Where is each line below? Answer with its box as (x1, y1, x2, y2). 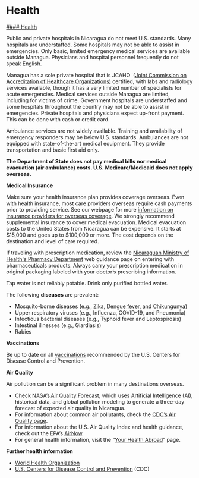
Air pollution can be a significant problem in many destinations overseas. (6, 380, 184, 387)
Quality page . (14, 417, 48, 424)
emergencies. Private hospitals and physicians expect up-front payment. (6, 109, 184, 117)
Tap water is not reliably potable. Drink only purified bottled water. (6, 279, 168, 287)
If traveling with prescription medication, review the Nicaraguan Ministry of (6, 249, 189, 256)
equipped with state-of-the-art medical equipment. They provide (6, 140, 165, 147)
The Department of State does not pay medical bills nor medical (6, 158, 167, 165)
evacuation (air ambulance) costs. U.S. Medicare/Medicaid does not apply (6, 164, 193, 171)
